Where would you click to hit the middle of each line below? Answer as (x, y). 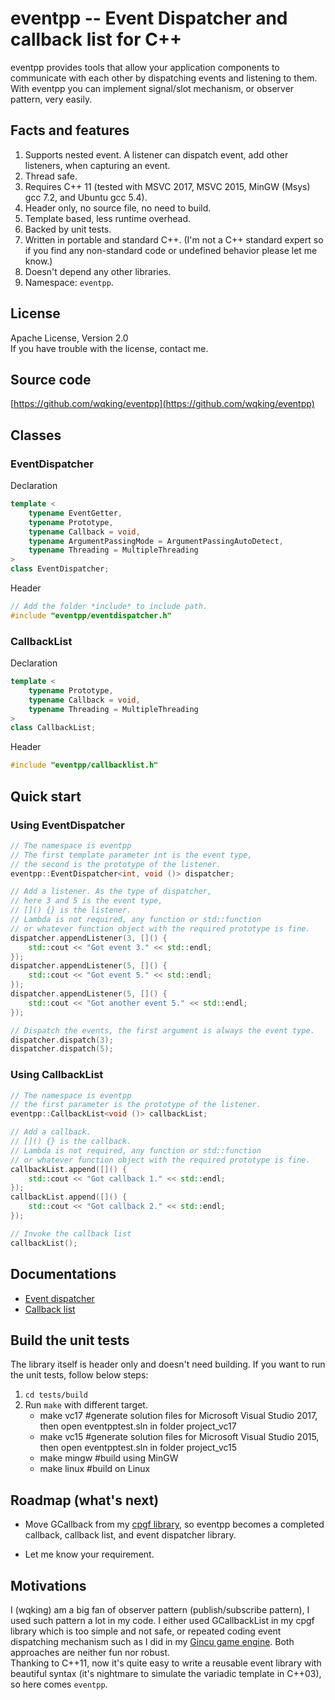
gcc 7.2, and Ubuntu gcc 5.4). (86, 197)
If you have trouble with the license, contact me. (109, 348)
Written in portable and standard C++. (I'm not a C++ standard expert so (174, 239)
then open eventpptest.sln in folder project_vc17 (138, 1426)
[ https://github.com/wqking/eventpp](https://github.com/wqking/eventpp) (162, 404)
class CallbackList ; (53, 728)
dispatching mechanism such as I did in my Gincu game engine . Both (152, 1641)
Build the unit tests (70, 1340)
